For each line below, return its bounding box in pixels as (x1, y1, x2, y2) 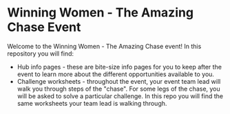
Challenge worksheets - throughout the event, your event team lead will (17, 77, 221, 85)
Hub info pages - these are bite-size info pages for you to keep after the (17, 62, 222, 71)
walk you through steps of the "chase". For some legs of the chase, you (17, 84, 220, 93)
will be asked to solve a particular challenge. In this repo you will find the (17, 91, 224, 100)
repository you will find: (7, 49, 74, 58)
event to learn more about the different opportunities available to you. (17, 70, 215, 78)
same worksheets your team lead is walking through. (17, 99, 167, 107)
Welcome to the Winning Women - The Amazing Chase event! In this (7, 42, 202, 50)
